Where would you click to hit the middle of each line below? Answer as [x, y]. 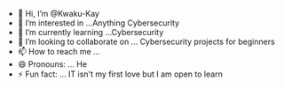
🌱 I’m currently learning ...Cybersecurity [91, 32]
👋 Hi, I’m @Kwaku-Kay [59, 14]
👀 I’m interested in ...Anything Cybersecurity [99, 23]
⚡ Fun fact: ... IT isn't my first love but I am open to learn [120, 74]
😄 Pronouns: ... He [52, 64]
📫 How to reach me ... [59, 51]
